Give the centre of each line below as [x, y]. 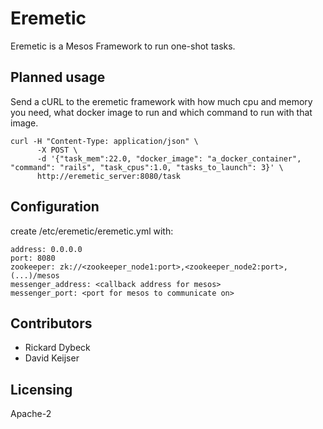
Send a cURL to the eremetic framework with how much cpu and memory [161, 101]
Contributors [51, 323]
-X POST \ [57, 150]
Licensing [41, 389]
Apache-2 [31, 414]
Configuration [55, 207]
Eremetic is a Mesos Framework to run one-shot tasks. [123, 46]
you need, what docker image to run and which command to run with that [161, 112]
